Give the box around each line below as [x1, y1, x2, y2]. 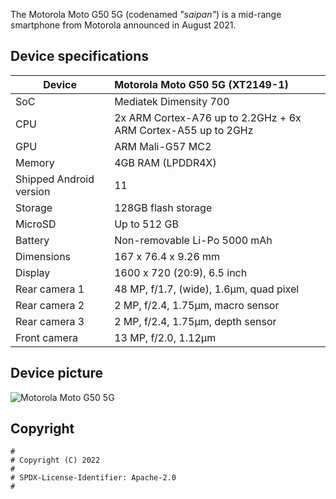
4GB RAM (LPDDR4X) [114, 155, 217, 169]
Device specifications [10, 48, 150, 65]
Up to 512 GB [114, 217, 179, 231]
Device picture [10, 365, 104, 382]
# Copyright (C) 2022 [10, 455, 101, 466]
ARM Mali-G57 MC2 [114, 139, 212, 153]
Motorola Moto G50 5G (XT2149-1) [114, 77, 289, 91]
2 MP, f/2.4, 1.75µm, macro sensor [114, 298, 280, 312]
